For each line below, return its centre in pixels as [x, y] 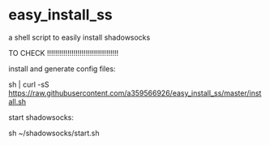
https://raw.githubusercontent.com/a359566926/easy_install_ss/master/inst [135, 93]
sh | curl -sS [29, 84]
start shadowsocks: [41, 117]
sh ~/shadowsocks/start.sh [54, 133]
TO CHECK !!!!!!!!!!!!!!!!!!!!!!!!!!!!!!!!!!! [64, 53]
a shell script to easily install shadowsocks [79, 37]
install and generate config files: [62, 68]
